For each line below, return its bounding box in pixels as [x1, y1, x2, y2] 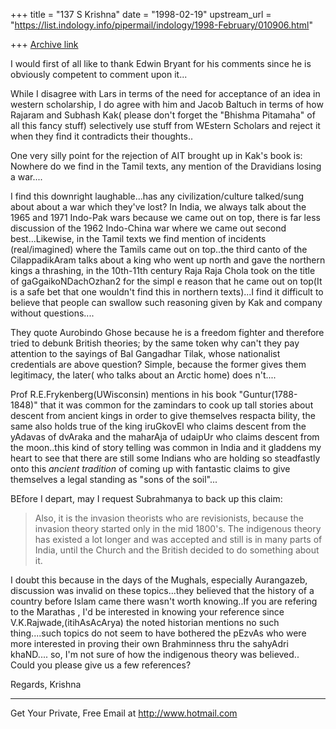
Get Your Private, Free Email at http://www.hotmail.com [10, 707, 238, 719]
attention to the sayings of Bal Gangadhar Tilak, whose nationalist [10, 348, 281, 359]
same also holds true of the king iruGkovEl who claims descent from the [10, 420, 307, 432]
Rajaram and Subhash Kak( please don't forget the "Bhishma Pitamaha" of [10, 109, 316, 121]
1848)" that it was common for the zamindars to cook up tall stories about [10, 399, 314, 411]
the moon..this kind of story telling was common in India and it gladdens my [10, 442, 322, 453]
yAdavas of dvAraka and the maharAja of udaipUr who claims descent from [10, 431, 320, 443]
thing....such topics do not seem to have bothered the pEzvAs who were [10, 627, 307, 639]
